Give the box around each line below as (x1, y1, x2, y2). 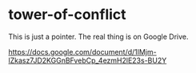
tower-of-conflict (8, 6, 126, 24)
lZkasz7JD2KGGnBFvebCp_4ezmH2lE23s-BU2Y (8, 56, 167, 65)
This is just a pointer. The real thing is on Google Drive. (8, 32, 190, 41)
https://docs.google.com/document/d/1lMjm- (8, 47, 158, 56)
